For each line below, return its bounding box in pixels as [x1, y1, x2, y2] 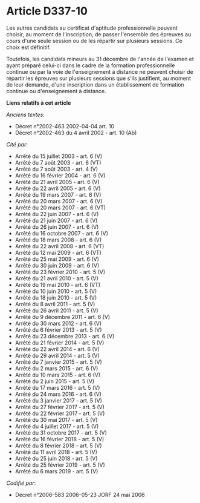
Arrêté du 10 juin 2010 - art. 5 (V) [15, 288, 97, 295]
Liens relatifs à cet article [6, 99, 71, 107]
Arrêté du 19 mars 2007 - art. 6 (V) [15, 191, 102, 198]
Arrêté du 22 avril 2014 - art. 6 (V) [15, 345, 100, 352]
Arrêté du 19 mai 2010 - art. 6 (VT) [15, 281, 101, 288]
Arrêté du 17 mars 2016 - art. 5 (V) [15, 384, 100, 391]
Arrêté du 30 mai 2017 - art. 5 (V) [15, 416, 98, 423]
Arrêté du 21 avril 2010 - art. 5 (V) [15, 274, 98, 282]
